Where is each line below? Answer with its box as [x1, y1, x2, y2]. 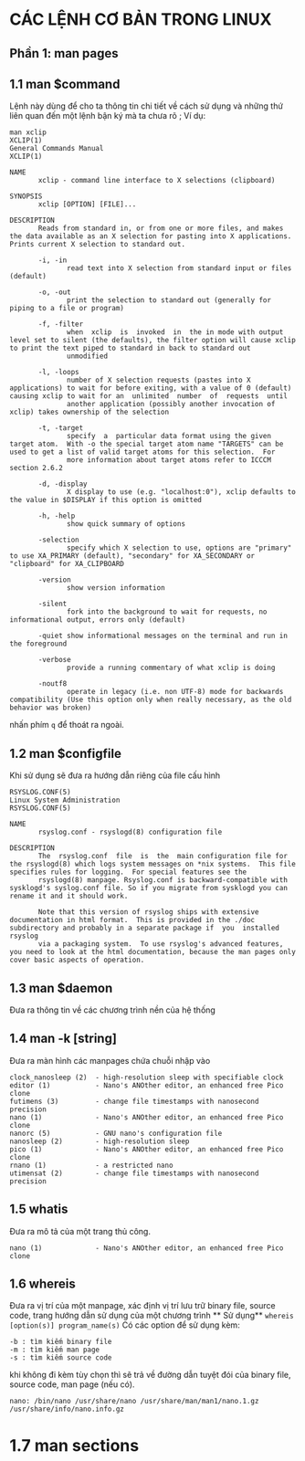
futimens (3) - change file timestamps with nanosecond [9, 1097, 259, 1106]
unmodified [67, 352, 108, 361]
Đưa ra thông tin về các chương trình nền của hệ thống [9, 1004, 216, 1015]
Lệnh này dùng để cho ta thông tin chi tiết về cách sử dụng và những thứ [9, 100, 283, 111]
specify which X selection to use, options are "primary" [67, 543, 292, 552]
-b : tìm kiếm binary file [9, 1338, 112, 1347]
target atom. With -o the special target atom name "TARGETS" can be [9, 439, 284, 449]
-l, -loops [37, 368, 79, 377]
